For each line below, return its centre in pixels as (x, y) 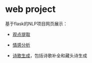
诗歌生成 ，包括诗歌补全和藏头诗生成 (50, 55)
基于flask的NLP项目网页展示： (36, 23)
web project (30, 9)
